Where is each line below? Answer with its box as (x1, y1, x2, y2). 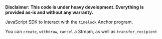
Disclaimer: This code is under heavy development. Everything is (5, 4, 144, 10)
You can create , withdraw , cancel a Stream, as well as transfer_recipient (5, 29, 157, 34)
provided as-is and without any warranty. (5, 9, 94, 15)
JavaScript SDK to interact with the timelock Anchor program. (5, 19, 133, 25)
